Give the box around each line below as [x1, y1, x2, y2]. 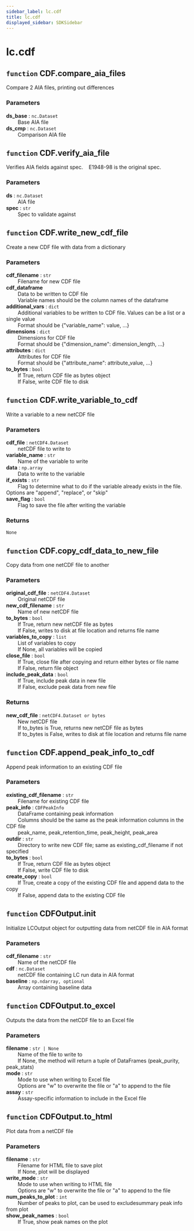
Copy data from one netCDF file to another [6, 562, 110, 569]
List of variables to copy [17, 639, 76, 646]
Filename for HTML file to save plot [17, 1162, 103, 1169]
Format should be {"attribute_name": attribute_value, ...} [17, 359, 153, 366]
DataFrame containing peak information [17, 810, 113, 817]
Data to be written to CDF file [17, 290, 88, 297]
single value [6, 315, 35, 322]
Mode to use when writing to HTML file [17, 1181, 112, 1188]
